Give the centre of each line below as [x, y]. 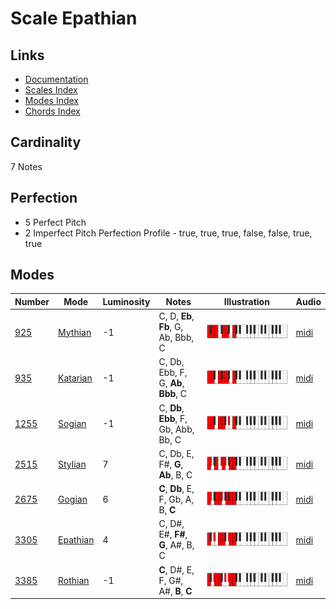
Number [32, 301]
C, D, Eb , [176, 316]
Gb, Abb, [176, 429]
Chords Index [52, 111]
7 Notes [26, 166]
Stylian [72, 464]
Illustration [246, 301]
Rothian [74, 580]
